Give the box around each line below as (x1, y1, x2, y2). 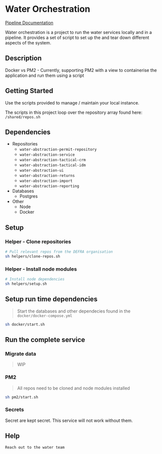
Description (5, 54, 42, 63)
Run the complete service (5, 335, 85, 344)
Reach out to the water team (5, 445, 65, 450)
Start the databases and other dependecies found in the (17, 308, 131, 314)
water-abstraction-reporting (19, 184, 80, 189)
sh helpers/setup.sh (5, 281, 48, 286)
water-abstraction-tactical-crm (19, 158, 86, 163)
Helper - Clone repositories (5, 238, 71, 245)
